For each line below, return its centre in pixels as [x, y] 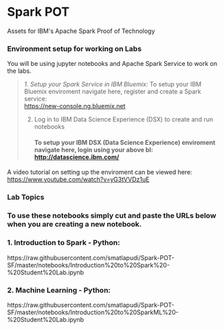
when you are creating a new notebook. [75, 224]
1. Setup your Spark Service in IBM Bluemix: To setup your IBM [112, 84]
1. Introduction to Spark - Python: [64, 243]
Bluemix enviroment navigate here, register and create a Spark [112, 92]
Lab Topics [26, 198]
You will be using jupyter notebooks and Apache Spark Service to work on [112, 64]
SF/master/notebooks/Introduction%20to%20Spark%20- [89, 265]
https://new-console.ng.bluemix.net [75, 106]
